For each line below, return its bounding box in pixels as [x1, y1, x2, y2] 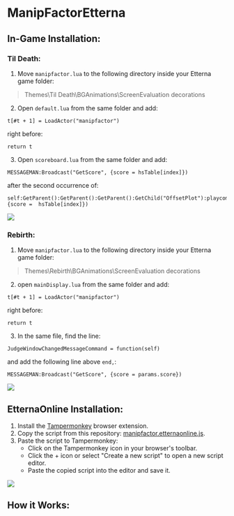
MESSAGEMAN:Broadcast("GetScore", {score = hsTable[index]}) [7, 169, 189, 176]
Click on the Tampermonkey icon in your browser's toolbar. [27, 443, 198, 452]
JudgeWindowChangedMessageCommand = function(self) [7, 346, 160, 353]
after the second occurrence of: [7, 181, 99, 189]
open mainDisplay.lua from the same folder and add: [17, 281, 170, 289]
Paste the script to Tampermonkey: [17, 436, 118, 445]
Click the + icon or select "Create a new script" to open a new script [27, 451, 224, 459]
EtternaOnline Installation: [7, 403, 124, 415]
